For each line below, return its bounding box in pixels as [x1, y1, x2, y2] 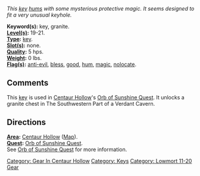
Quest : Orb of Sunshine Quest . [7, 139, 83, 146]
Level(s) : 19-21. [7, 29, 45, 36]
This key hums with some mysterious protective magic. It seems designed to [7, 5, 195, 12]
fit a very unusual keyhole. [7, 11, 72, 18]
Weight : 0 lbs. [7, 55, 42, 61]
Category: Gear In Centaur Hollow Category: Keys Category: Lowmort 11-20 [7, 157, 192, 164]
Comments [7, 78, 49, 88]
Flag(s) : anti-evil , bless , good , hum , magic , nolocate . [7, 61, 136, 68]
